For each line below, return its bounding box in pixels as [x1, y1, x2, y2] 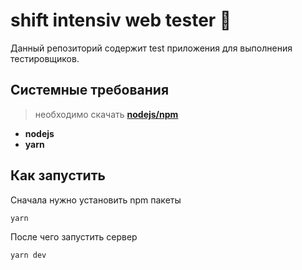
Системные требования [10, 82, 170, 99]
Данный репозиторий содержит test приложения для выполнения [10, 42, 293, 54]
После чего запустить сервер [10, 230, 138, 243]
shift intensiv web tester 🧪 [10, 9, 232, 32]
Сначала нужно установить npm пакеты [10, 194, 182, 206]
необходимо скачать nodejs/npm [34, 108, 179, 120]
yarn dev [10, 250, 47, 260]
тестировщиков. [10, 52, 80, 64]
